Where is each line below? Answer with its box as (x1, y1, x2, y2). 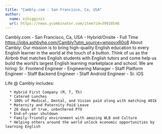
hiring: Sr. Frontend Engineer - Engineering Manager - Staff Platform (5, 66, 143, 72)
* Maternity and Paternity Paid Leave (9, 103, 89, 108)
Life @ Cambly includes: (5, 80, 54, 86)
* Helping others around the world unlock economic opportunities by (9, 120, 155, 125)
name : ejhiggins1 (9, 16, 45, 21)
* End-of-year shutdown (9, 111, 58, 116)
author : (5, 12, 21, 17)
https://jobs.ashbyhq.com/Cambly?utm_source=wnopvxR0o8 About (5, 40, 143, 46)
